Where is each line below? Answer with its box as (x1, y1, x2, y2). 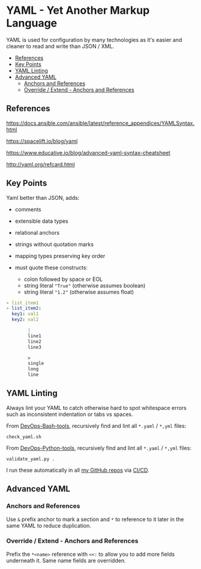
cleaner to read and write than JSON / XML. (6, 43, 115, 50)
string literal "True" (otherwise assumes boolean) (23, 281, 146, 289)
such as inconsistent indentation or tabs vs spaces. (6, 411, 133, 418)
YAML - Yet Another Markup (6, 4, 150, 17)
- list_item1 (6, 300, 39, 306)
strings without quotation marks (14, 241, 94, 248)
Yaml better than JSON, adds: (6, 194, 80, 201)
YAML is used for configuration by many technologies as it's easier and (6, 36, 182, 43)
